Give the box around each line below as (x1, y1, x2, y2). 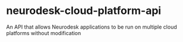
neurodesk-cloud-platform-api (6, 4, 162, 17)
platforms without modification (6, 29, 81, 36)
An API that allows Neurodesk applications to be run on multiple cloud (6, 23, 177, 30)
